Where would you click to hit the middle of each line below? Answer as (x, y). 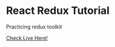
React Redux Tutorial (58, 11)
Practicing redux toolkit (34, 27)
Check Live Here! (27, 38)
